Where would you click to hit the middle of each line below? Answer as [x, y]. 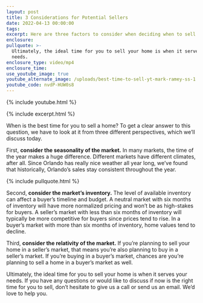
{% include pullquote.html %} [43, 181]
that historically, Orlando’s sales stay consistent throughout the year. [91, 169]
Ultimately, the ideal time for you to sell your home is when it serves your [97, 274]
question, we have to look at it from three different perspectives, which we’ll [101, 132]
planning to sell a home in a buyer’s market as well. [69, 262]
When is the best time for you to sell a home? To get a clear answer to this [98, 125]
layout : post [23, 12]
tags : [13, 29]
